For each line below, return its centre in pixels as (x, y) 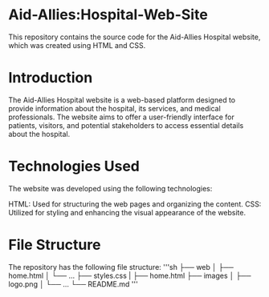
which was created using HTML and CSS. (77, 45)
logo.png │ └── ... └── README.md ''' (73, 284)
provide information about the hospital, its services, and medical (114, 108)
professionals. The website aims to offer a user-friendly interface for (122, 117)
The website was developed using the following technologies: (110, 188)
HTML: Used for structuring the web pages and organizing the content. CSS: (135, 204)
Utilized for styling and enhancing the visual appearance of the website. (127, 212)
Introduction (51, 78)
